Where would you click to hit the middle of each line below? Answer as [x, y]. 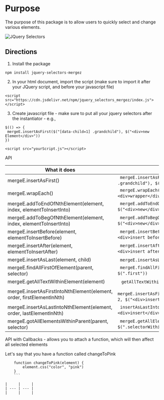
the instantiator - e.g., [34, 118]
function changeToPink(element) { [49, 363]
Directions [21, 52]
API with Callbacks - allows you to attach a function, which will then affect [79, 339]
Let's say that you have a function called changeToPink [61, 354]
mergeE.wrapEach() [31, 193]
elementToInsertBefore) [35, 238]
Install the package [31, 63]
